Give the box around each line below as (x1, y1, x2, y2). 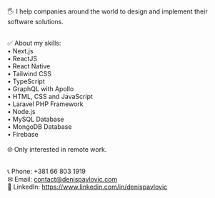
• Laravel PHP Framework (7, 100, 84, 108)
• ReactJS (7, 54, 38, 63)
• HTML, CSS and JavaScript (7, 93, 93, 100)
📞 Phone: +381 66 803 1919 (7, 167, 86, 175)
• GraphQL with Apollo (7, 85, 74, 93)
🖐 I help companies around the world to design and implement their (7, 7, 209, 16)
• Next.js (7, 47, 34, 55)
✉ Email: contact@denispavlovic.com (7, 175, 118, 183)
